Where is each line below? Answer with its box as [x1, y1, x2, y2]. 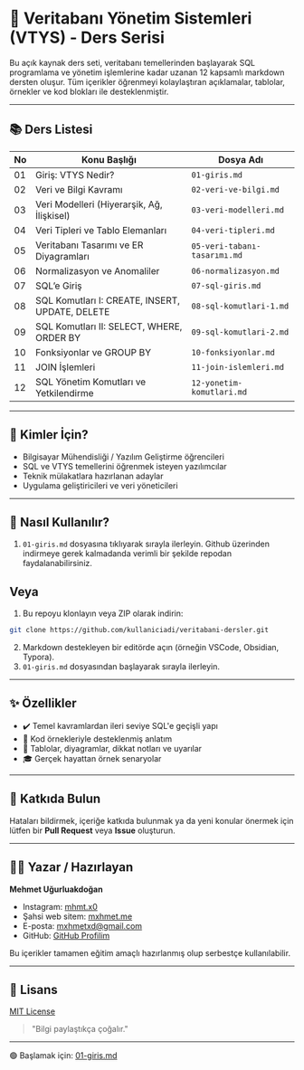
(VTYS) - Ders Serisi [9, 27, 166, 48]
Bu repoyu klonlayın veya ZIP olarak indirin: [22, 608, 184, 619]
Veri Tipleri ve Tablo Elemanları [35, 223, 167, 236]
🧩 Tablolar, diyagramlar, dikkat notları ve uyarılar [22, 743, 202, 753]
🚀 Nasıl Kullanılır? [9, 515, 110, 530]
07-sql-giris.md [191, 280, 261, 290]
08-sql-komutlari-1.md [191, 300, 290, 311]
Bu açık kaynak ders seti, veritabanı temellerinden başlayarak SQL [9, 57, 256, 68]
